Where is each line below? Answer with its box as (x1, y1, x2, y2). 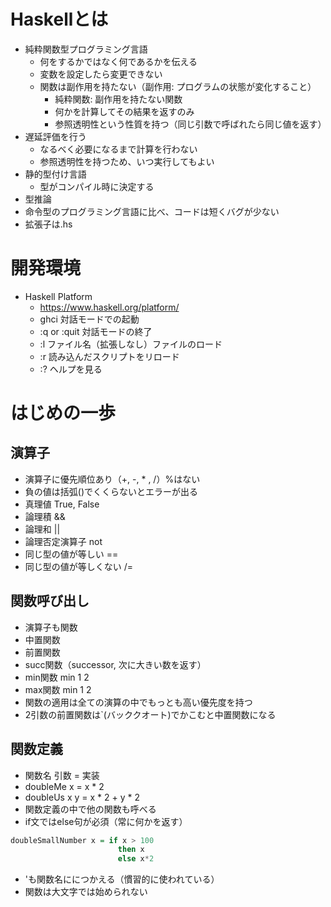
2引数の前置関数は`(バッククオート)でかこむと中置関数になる (24, 708, 277, 720)
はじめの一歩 (10, 402, 117, 425)
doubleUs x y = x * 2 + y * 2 (24, 791, 140, 803)
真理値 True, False (24, 498, 100, 510)
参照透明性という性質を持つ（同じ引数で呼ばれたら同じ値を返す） (54, 118, 327, 130)
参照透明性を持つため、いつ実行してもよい (39, 155, 215, 167)
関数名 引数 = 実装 (24, 769, 100, 781)
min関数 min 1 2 (24, 671, 90, 683)
